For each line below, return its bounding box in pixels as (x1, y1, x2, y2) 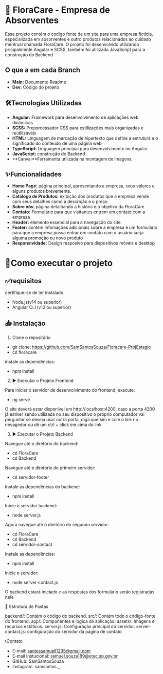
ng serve (12, 397, 30, 403)
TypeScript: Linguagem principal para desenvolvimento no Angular (12, 145, 147, 151)
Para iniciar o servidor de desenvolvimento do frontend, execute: (5, 387, 135, 393)
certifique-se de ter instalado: (5, 290, 65, 295)
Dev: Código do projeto (12, 84, 59, 90)
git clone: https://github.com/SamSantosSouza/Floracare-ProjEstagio (12, 344, 151, 350)
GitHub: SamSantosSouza (12, 658, 64, 664)
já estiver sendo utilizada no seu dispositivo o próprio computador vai (5, 411, 145, 417)
